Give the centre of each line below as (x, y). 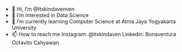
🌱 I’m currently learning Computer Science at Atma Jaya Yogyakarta (94, 21)
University (24, 27)
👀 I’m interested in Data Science (50, 15)
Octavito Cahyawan (35, 43)
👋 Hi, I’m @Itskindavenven (43, 9)
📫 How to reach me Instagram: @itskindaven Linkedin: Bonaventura (94, 34)
